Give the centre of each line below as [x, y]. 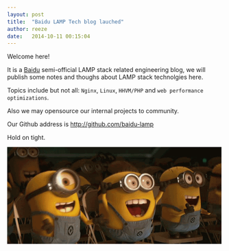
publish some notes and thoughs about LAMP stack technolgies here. [105, 77]
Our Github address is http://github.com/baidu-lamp [81, 124]
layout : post [26, 14]
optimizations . [28, 98]
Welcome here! [28, 57]
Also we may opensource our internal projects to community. [93, 111]
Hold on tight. [26, 138]
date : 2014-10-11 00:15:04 [49, 36]
